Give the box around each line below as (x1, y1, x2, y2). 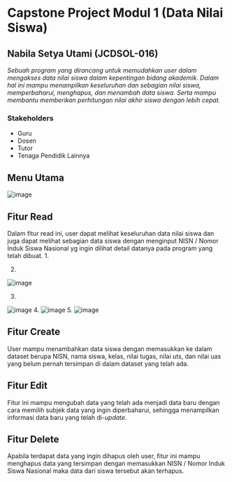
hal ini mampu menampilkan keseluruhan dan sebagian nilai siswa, (7, 81, 201, 89)
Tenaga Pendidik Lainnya (17, 152, 90, 160)
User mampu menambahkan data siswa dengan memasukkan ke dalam (7, 344, 212, 353)
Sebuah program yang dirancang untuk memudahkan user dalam (7, 66, 197, 74)
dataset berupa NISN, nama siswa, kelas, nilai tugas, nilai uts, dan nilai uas (7, 352, 222, 360)
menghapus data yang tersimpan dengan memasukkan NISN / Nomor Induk (7, 460, 226, 468)
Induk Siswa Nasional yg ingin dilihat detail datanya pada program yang (7, 243, 213, 253)
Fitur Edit (7, 380, 48, 392)
